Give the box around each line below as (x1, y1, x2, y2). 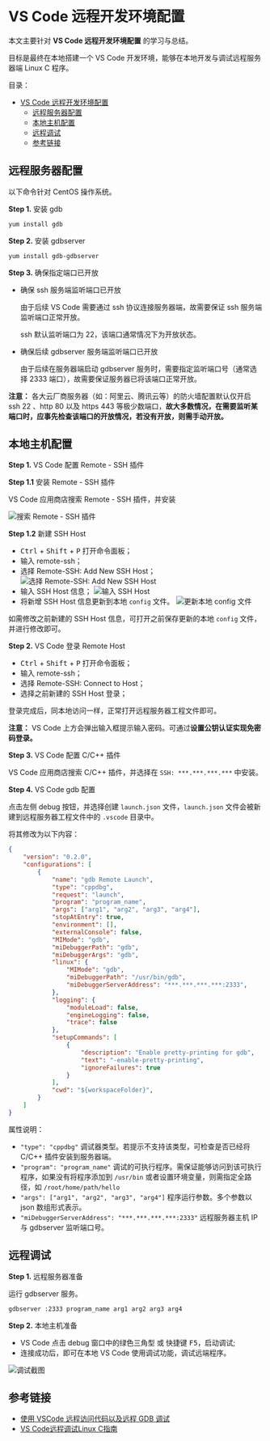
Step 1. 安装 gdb (8, 204, 63, 214)
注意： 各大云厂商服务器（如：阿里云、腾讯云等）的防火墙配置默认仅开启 (8, 391, 251, 401)
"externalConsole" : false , (51, 928, 143, 936)
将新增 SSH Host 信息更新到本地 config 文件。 (19, 596, 175, 607)
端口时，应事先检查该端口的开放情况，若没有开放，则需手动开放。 (8, 411, 228, 421)
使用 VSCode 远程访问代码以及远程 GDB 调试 (19, 1413, 171, 1424)
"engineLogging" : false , (65, 1011, 150, 1019)
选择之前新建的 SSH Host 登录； (19, 689, 128, 698)
